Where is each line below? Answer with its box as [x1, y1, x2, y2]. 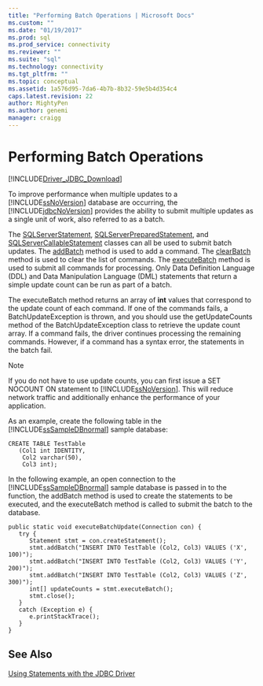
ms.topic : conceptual [8, 77, 79, 85]
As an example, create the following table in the [8, 416, 163, 425]
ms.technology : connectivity [8, 63, 104, 71]
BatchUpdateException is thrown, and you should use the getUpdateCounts [8, 312, 253, 321]
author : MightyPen [8, 99, 68, 107]
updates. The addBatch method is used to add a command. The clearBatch [8, 246, 251, 256]
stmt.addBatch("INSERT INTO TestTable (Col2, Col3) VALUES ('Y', [28, 557, 247, 565]
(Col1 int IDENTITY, [18, 447, 86, 454]
